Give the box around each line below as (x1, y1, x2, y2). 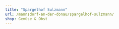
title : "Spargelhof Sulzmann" (5, 7, 68, 12)
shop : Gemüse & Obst (5, 16, 48, 21)
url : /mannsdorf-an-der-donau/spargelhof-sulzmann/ (5, 12, 114, 17)
